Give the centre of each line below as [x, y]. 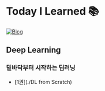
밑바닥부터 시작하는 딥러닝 [41, 68]
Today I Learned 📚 [53, 11]
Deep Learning [33, 50]
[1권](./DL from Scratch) [43, 82]
